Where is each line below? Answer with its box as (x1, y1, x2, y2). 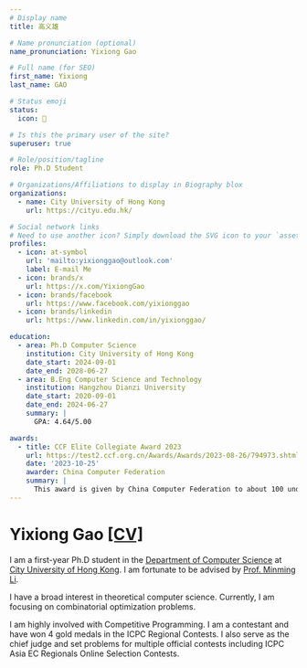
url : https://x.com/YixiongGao (26, 281, 145, 291)
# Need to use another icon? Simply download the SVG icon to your (9, 230, 272, 240)
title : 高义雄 (9, 22, 59, 31)
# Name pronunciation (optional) (9, 38, 137, 48)
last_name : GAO (9, 80, 68, 90)
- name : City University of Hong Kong (17, 197, 166, 207)
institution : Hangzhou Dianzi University (26, 383, 185, 393)
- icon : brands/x (17, 273, 84, 282)
